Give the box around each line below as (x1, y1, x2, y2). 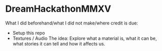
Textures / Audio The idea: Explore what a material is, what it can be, (12, 35, 157, 41)
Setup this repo (12, 30, 45, 36)
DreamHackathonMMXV (5, 3, 111, 15)
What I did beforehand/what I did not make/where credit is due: (5, 20, 139, 26)
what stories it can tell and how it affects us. (12, 40, 105, 46)
